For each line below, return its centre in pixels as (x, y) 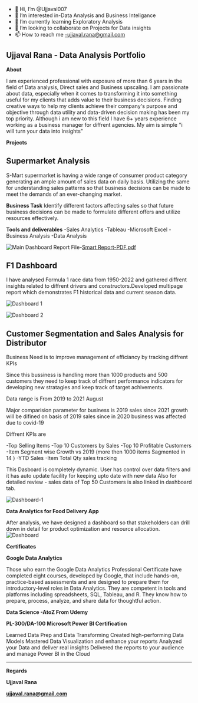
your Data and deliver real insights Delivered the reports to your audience (95, 648)
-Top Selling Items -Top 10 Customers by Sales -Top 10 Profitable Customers (99, 446)
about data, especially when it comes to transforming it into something (92, 93)
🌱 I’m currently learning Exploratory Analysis (68, 22)
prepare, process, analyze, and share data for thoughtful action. (83, 601)
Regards (17, 671)
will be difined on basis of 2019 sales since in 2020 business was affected (96, 416)
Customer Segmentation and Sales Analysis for (95, 334)
